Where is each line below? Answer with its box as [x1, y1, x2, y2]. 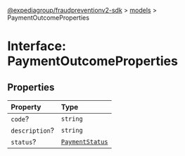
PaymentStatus [60, 138, 108, 145]
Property [11, 102, 42, 112]
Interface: [7, 38, 67, 54]
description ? [11, 126, 55, 135]
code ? [11, 114, 30, 124]
